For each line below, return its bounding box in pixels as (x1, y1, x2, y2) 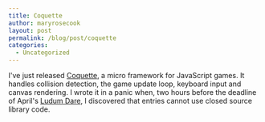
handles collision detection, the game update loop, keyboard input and (8, 79, 242, 89)
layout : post (8, 26, 52, 34)
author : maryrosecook (8, 19, 81, 27)
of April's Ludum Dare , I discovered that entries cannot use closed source (8, 96, 253, 105)
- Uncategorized (15, 49, 70, 57)
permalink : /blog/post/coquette (8, 33, 116, 42)
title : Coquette (8, 11, 63, 20)
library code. (8, 104, 51, 114)
